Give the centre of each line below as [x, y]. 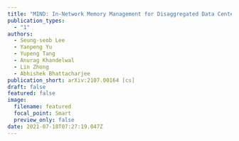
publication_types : [36, 21]
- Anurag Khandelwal [44, 61]
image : [17, 100]
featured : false [31, 93]
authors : [20, 34]
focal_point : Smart [43, 113]
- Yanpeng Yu [33, 47]
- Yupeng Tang [34, 54]
